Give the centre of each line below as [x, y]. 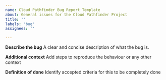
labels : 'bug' [20, 24]
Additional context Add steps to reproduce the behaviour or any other [78, 57]
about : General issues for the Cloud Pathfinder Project [66, 15]
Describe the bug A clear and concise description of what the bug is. [77, 47]
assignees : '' [20, 29]
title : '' [16, 19]
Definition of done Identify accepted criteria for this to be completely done [83, 72]
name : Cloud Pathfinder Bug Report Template [53, 10]
